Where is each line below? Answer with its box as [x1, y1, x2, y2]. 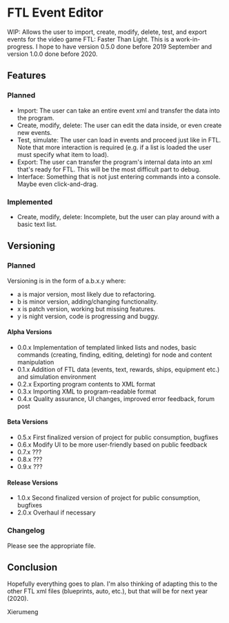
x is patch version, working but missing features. [17, 304, 156, 313]
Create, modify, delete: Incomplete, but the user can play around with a [17, 212, 219, 221]
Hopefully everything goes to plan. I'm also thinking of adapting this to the [7, 579, 218, 588]
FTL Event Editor [7, 5, 103, 21]
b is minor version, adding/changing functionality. [17, 297, 159, 306]
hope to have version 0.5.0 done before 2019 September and [39, 42, 212, 50]
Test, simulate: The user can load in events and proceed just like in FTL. [17, 136, 221, 144]
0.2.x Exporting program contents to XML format [17, 380, 156, 388]
